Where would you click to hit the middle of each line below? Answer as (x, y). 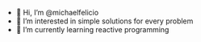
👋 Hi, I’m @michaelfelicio (57, 13)
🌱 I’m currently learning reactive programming (92, 29)
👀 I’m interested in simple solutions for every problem (105, 21)
